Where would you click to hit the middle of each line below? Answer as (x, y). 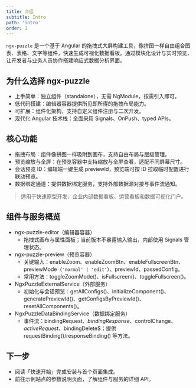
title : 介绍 (20, 12)
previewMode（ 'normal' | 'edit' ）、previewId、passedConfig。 (103, 269)
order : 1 (17, 28)
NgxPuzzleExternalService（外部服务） (63, 284)
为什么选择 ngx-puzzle (48, 81)
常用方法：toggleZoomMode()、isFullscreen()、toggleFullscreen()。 (106, 276)
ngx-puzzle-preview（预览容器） (55, 254)
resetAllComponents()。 (53, 306)
